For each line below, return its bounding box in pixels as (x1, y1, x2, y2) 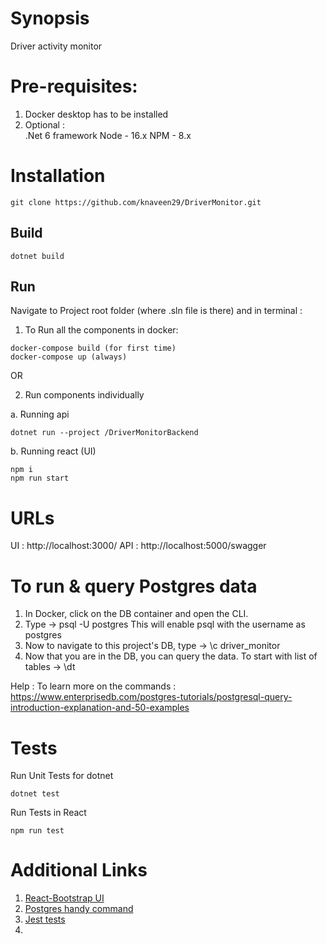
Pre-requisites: (10, 75, 138, 98)
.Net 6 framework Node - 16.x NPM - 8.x (24, 129, 192, 141)
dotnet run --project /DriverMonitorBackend (10, 428, 199, 438)
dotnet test (10, 789, 60, 799)
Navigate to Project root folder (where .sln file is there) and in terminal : (10, 305, 303, 317)
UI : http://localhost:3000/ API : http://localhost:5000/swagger (10, 540, 267, 552)
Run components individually (24, 389, 145, 401)
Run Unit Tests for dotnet (10, 770, 114, 782)
